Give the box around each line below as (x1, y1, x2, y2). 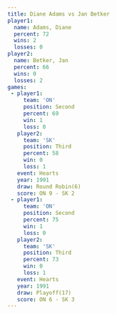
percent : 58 (23, 150, 59, 157)
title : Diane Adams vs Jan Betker (7, 10, 111, 18)
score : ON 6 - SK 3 (16, 295, 75, 303)
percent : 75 (23, 216, 59, 223)
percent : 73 (23, 256, 59, 263)
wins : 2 (14, 37, 37, 44)
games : (7, 83, 27, 91)
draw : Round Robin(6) (16, 183, 81, 190)
